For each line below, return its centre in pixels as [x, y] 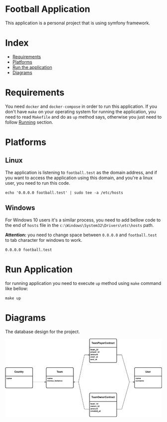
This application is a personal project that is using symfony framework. [78, 23]
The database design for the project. [43, 332]
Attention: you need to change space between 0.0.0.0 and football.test [81, 235]
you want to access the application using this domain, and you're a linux [79, 178]
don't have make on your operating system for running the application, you [81, 111]
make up [13, 298]
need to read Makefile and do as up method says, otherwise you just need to [83, 117]
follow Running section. [29, 122]
